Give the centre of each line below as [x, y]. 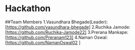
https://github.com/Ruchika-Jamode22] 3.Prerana [57, 32]
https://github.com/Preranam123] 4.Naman [50, 37]
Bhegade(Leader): [90, 22]
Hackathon [28, 8]
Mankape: [118, 32]
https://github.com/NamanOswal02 [42, 42]
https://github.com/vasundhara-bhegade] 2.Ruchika [59, 27]
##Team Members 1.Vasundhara [38, 22]
